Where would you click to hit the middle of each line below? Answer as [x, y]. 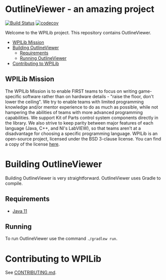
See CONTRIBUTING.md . [31, 273]
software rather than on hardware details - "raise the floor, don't [88, 96]
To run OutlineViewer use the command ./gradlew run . [61, 239]
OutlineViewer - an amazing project [80, 9]
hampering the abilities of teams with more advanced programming [74, 112]
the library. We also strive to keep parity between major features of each [79, 123]
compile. [14, 183]
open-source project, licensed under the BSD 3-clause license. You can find [83, 139]
